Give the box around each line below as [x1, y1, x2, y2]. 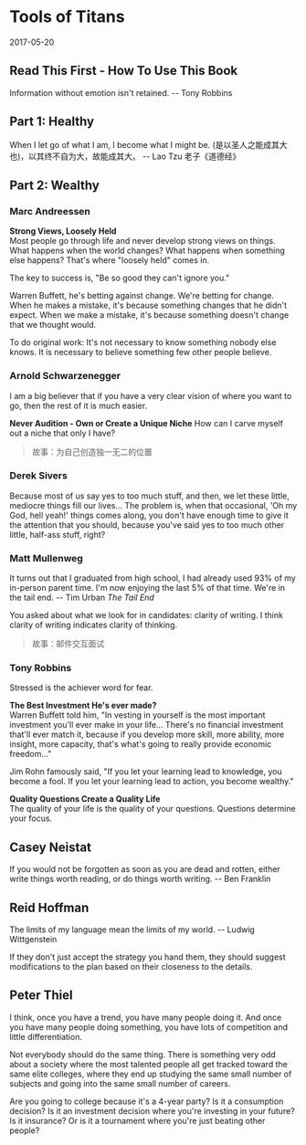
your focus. [9, 813, 53, 824]
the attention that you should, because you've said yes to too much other [9, 519, 285, 530]
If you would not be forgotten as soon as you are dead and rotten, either [9, 864, 280, 875]
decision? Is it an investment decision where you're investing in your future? [9, 1105, 295, 1116]
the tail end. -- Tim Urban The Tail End [9, 592, 155, 604]
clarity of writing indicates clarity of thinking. [9, 619, 178, 631]
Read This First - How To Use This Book [9, 63, 238, 79]
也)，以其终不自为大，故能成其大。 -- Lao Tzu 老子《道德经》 [9, 151, 241, 162]
